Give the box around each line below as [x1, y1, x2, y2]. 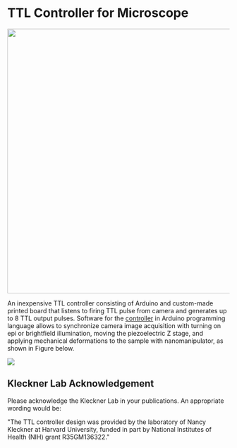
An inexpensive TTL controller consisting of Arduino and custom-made [7, 298, 214, 308]
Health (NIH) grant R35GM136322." [7, 432, 110, 441]
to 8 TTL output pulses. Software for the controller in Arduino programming [7, 314, 226, 322]
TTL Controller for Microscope [7, 5, 189, 21]
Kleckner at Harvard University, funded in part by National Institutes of [7, 425, 212, 433]
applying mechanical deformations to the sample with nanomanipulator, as [7, 337, 224, 345]
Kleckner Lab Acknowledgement [7, 377, 154, 389]
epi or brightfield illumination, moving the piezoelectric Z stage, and [7, 329, 203, 337]
